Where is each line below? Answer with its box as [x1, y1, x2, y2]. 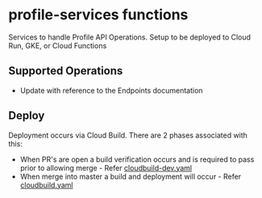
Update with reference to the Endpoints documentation [19, 85, 203, 95]
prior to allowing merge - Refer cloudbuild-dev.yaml [19, 163, 192, 172]
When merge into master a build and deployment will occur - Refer [19, 171, 242, 181]
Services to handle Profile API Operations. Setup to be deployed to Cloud [8, 32, 252, 42]
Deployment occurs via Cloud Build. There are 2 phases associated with [8, 130, 248, 140]
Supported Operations [8, 64, 123, 78]
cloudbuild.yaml [19, 179, 73, 190]
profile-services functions [8, 6, 189, 24]
